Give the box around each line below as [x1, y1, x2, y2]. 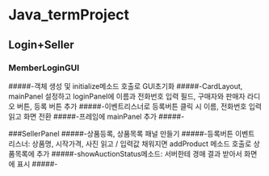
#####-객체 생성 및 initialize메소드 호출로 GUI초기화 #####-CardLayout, [8, 81, 243, 90]
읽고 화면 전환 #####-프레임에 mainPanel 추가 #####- [8, 111, 185, 121]
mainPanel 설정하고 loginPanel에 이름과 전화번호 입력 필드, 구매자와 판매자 [8, 91, 246, 101]
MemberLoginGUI [8, 62, 79, 73]
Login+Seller [8, 38, 74, 52]
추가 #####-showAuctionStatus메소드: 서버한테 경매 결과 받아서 [36, 149, 242, 158]
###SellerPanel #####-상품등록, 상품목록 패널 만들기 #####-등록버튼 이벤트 [8, 128, 255, 138]
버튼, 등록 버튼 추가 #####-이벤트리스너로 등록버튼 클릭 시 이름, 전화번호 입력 [16, 101, 263, 111]
